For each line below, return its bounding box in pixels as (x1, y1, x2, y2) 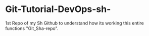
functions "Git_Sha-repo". (5, 25, 59, 31)
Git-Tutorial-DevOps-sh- (5, 3, 111, 15)
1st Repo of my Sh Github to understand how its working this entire (5, 20, 144, 26)
